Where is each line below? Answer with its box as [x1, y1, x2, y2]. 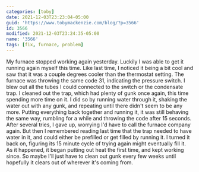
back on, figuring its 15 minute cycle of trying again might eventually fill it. [6, 140, 186, 147]
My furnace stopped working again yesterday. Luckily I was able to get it [6, 58, 184, 65]
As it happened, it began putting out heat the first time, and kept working [6, 146, 184, 153]
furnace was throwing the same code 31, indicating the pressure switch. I [6, 77, 185, 84]
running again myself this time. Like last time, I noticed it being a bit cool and [6, 64, 194, 71]
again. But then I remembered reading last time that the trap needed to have [6, 127, 192, 134]
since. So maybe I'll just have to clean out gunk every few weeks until [6, 152, 176, 160]
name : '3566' [6, 36, 39, 42]
